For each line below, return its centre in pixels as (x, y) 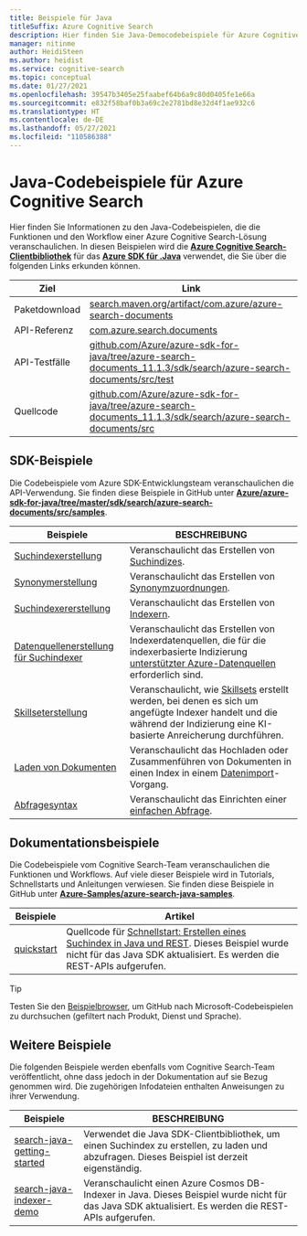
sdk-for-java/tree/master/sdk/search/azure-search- (111, 502)
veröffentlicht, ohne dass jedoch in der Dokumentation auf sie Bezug (138, 1077)
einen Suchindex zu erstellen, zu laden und (175, 1145)
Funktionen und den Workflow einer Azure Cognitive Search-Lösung (138, 236)
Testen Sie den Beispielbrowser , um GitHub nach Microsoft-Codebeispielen (152, 1007)
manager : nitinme (42, 43)
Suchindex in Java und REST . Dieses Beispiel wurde (178, 943)
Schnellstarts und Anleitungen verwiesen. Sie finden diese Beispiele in (142, 884)
